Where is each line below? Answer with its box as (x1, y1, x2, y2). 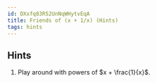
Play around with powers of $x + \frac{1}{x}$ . (17, 68, 151, 77)
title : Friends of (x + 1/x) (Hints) (7, 17, 119, 24)
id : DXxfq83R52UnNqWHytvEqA (7, 10, 91, 18)
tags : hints (7, 23, 42, 30)
